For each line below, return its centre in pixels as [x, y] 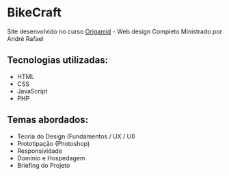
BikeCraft [34, 13]
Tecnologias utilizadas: [57, 60]
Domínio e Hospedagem [51, 158]
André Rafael [25, 38]
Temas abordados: [48, 120]
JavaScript [32, 91]
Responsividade [40, 151]
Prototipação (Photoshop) [53, 143]
